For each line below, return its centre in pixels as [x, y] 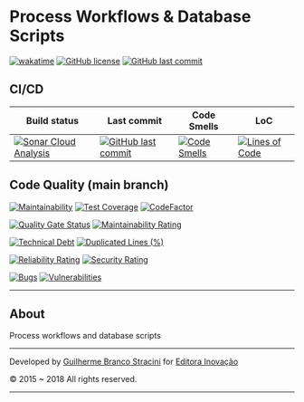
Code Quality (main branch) [89, 185]
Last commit [135, 120]
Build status [52, 120]
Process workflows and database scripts [85, 336]
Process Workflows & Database [130, 17]
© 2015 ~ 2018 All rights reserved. [73, 379]
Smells [204, 126]
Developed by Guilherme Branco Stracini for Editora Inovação [124, 362]
